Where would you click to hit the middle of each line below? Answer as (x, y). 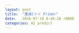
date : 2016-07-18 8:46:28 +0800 (40, 18)
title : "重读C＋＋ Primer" (32, 14)
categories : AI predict (29, 23)
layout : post (18, 9)
